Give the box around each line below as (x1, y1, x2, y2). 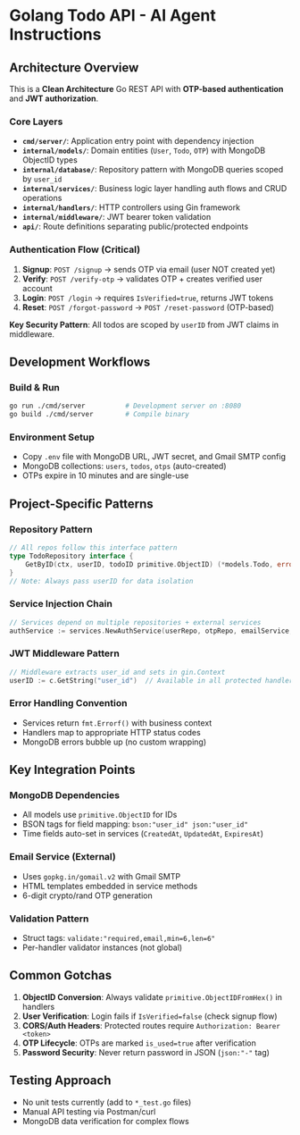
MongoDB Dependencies (9, 789, 121, 802)
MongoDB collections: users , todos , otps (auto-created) (21, 461, 227, 472)
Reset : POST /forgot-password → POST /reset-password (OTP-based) (21, 301, 275, 313)
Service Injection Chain (9, 598, 113, 610)
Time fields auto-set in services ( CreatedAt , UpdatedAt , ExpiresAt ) (21, 828, 263, 839)
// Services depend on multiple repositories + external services (9, 618, 262, 626)
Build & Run (9, 381, 61, 393)
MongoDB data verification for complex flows (21, 1115, 189, 1126)
